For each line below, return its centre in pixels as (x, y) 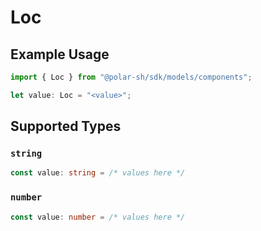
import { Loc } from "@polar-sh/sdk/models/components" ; (131, 77)
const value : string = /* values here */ (98, 173)
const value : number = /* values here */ (98, 217)
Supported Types (66, 126)
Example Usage (60, 54)
